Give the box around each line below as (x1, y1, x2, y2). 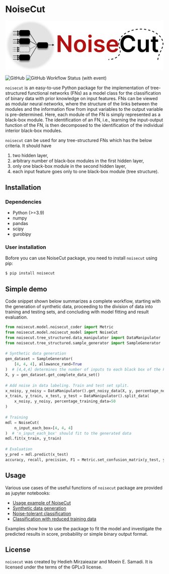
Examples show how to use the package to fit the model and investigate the (5, 525, 162, 532)
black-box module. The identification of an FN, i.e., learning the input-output (5, 117, 163, 123)
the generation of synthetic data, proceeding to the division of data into (5, 304, 153, 310)
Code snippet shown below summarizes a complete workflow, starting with (5, 298, 161, 304)
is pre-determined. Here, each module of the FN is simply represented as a (5, 112, 161, 118)
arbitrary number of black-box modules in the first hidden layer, (12, 158, 144, 164)
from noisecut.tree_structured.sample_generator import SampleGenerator (5, 340, 161, 345)
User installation (5, 244, 46, 251)
